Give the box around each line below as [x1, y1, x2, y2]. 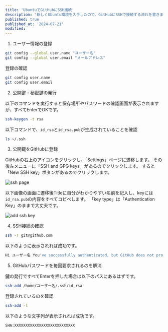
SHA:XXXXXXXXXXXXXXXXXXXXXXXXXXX [5, 323, 75, 328]
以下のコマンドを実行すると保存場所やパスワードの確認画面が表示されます [5, 100, 159, 106]
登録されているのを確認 [5, 293, 54, 299]
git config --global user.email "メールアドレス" [5, 55, 106, 60]
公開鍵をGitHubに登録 [12, 146, 58, 152]
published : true [5, 17, 39, 22]
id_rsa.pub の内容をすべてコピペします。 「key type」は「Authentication [5, 196, 155, 202]
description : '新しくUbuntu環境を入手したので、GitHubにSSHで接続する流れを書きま [5, 12, 164, 17]
